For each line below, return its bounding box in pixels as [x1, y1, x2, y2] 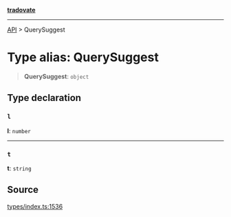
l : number [7, 126, 31, 135]
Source [7, 184, 39, 196]
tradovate [7, 6, 36, 14]
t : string [7, 164, 32, 172]
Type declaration [7, 92, 81, 104]
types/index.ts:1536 [7, 202, 63, 210]
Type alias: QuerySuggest [7, 49, 159, 65]
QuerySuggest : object [23, 72, 89, 80]
